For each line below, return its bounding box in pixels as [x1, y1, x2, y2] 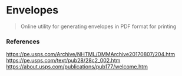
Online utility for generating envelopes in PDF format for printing [20, 23, 177, 30]
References [6, 37, 40, 46]
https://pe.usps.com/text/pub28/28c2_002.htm [6, 57, 121, 64]
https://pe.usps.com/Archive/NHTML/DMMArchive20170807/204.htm [6, 51, 176, 58]
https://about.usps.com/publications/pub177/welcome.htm [6, 63, 148, 70]
